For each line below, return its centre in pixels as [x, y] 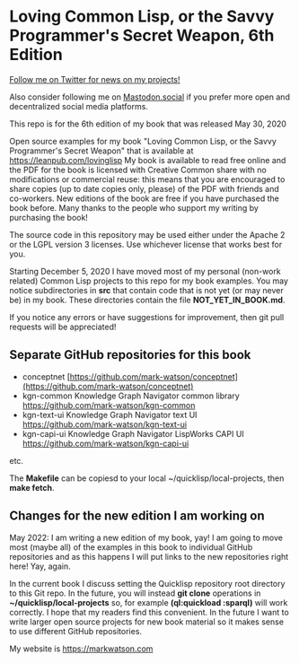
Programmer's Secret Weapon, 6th [142, 35]
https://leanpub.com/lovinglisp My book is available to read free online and [148, 160]
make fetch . [32, 487]
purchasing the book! [48, 217]
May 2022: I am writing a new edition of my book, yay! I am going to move [146, 537]
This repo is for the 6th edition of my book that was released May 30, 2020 [148, 124]
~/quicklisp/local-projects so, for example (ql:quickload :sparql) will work [149, 602]
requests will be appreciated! [63, 327]
